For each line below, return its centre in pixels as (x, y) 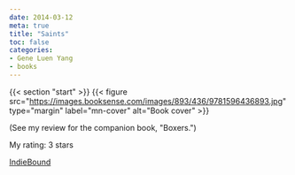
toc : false (29, 42)
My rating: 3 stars (41, 145)
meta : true (29, 26)
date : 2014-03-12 (41, 17)
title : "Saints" (39, 34)
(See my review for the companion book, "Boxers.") (103, 127)
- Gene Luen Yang (41, 58)
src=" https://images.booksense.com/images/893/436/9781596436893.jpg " (148, 101)
